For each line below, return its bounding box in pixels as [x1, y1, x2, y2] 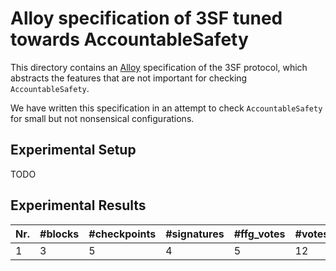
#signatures [165, 227, 225, 241]
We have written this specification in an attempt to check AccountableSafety [10, 102, 323, 114]
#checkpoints [88, 227, 157, 241]
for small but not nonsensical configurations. [10, 112, 195, 124]
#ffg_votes [233, 227, 286, 241]
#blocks [39, 227, 80, 241]
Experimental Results [10, 197, 147, 214]
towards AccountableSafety [10, 28, 249, 51]
